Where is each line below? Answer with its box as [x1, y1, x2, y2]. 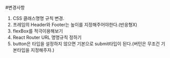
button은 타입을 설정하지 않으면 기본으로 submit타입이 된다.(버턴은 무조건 [12, 41, 160, 47]
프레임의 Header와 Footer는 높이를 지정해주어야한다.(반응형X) [12, 22, 137, 27]
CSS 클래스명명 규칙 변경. [12, 15, 65, 21]
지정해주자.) [30, 47, 55, 53]
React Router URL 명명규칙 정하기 [12, 35, 82, 40]
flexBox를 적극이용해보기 [12, 28, 63, 34]
